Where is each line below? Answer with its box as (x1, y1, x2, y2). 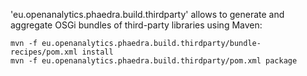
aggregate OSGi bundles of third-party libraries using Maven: (10, 19, 263, 31)
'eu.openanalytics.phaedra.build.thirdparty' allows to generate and (10, 9, 285, 20)
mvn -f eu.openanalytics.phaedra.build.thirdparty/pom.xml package (10, 56, 298, 66)
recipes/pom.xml (10, 47, 78, 57)
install (81, 47, 114, 57)
